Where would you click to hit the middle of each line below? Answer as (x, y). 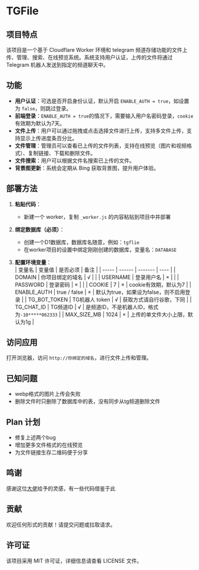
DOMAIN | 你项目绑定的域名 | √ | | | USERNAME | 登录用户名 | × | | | (97, 277)
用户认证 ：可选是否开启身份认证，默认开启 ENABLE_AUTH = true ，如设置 (102, 101)
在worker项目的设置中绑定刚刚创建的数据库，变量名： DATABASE (100, 249)
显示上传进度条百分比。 (49, 138)
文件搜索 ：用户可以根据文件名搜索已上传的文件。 (75, 160)
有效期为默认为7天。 (40, 123)
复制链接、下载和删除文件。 (62, 153)
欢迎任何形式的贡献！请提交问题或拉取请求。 (61, 524)
